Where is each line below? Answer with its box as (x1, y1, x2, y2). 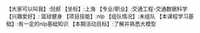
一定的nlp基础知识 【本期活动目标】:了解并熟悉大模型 (24, 20, 156, 27)
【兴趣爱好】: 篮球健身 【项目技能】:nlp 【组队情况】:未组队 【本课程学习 (6, 13, 189, 20)
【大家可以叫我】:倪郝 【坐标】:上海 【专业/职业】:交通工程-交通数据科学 (6, 5, 188, 12)
